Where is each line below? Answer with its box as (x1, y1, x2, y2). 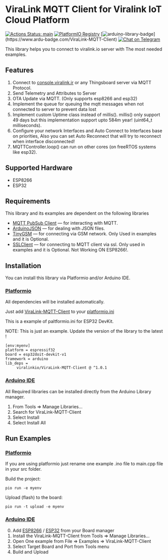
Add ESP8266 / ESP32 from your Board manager (12, 527, 115, 533)
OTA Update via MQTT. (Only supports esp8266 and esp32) (12, 95, 138, 101)
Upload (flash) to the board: (5, 494, 63, 501)
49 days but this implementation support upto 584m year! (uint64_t (12, 117, 152, 123)
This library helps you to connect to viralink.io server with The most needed (5, 46, 162, 52)
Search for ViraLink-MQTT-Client (12, 409, 82, 415)
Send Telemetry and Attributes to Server (12, 90, 97, 96)
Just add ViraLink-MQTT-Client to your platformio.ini (5, 308, 115, 315)
